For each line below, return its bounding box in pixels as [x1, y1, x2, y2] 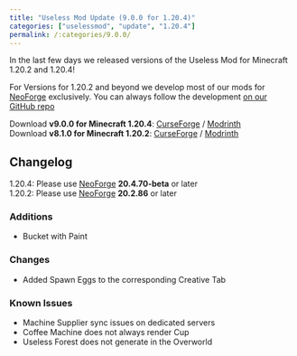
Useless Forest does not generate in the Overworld [22, 336, 213, 348]
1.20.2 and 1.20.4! [9, 64, 75, 75]
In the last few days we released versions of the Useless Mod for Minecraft [9, 55, 289, 66]
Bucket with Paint [22, 231, 88, 242]
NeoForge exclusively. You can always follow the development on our [9, 91, 268, 102]
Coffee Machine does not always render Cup [22, 327, 190, 338]
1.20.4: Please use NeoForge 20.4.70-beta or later [9, 178, 199, 190]
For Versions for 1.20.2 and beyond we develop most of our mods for [9, 82, 265, 93]
